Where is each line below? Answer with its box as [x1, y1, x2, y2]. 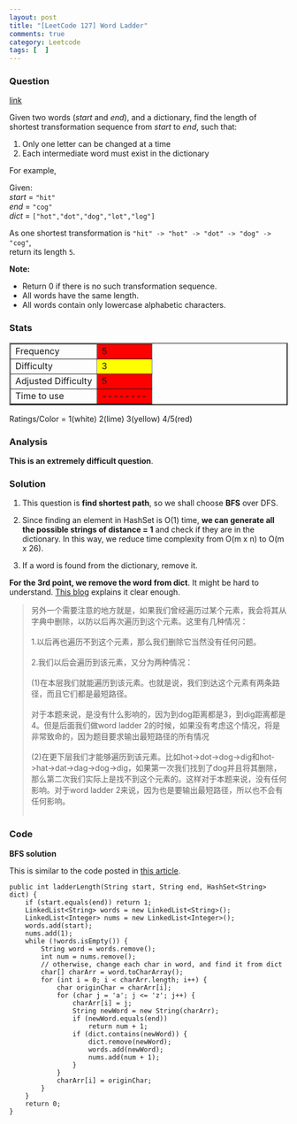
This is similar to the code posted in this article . [9, 865, 181, 876]
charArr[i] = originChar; [56, 1076, 152, 1085]
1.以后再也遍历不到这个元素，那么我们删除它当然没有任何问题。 [30, 636, 262, 647]
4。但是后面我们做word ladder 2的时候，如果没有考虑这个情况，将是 [30, 720, 281, 731]
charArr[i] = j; [72, 998, 133, 1007]
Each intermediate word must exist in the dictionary [21, 148, 209, 159]
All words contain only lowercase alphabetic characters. [21, 300, 227, 311]
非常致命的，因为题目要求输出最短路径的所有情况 [30, 731, 209, 742]
